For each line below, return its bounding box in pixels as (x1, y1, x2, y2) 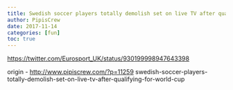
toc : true (7, 36, 36, 43)
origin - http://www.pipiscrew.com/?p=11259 (7, 68, 134, 76)
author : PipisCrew (7, 16, 60, 23)
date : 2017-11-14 (7, 23, 58, 30)
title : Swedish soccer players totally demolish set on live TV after (7, 10, 216, 17)
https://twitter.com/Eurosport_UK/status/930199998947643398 (7, 54, 189, 63)
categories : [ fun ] (7, 29, 60, 36)
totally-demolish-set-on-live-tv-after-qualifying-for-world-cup (7, 75, 185, 83)
